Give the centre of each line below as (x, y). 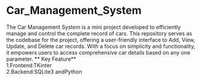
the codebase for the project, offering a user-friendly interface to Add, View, (101, 40)
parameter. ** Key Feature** (41, 59)
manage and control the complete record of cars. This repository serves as (99, 33)
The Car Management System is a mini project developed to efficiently (94, 27)
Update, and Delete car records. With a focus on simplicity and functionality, (101, 46)
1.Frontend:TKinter (29, 65)
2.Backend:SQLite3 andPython (44, 71)
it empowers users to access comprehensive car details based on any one (98, 52)
